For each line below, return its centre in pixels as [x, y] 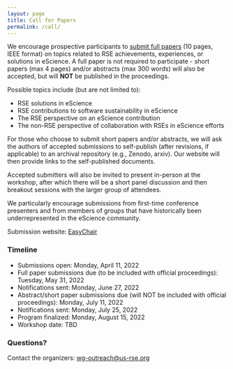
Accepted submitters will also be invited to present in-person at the [104, 175]
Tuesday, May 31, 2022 [51, 280]
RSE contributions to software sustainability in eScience [97, 111]
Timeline [22, 250]
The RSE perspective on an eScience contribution [89, 118]
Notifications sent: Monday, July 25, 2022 [77, 310]
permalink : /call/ [34, 27]
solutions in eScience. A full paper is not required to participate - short [108, 61]
